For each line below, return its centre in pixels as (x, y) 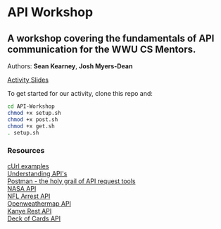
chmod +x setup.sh (34, 113)
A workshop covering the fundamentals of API (111, 38)
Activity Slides (28, 80)
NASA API (22, 188)
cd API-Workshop (31, 106)
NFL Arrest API (29, 196)
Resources (26, 151)
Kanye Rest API (30, 211)
